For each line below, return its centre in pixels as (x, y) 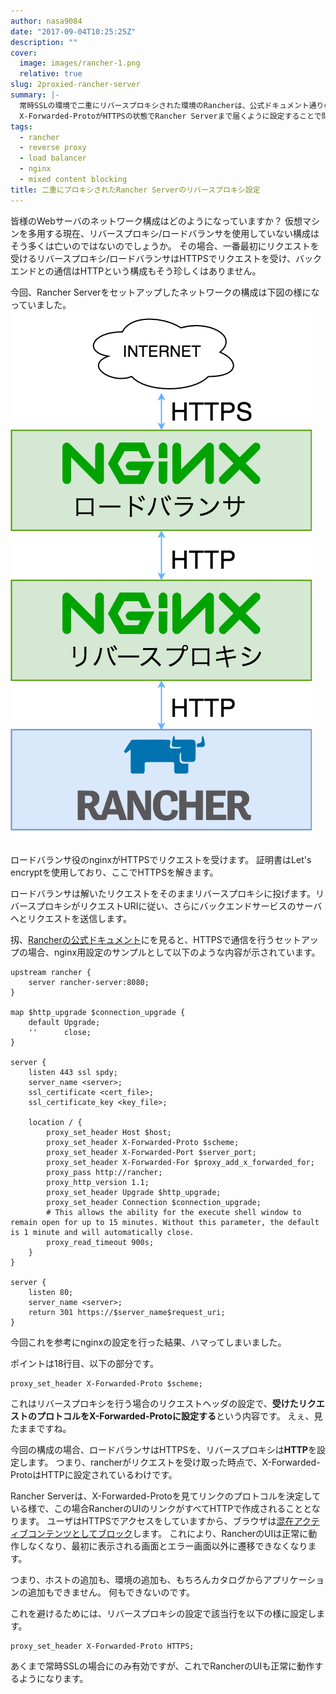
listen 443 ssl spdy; (73, 1072)
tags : (21, 126)
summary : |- (35, 95)
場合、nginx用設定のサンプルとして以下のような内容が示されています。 (174, 952)
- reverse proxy (53, 148)
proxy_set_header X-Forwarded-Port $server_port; (151, 1152)
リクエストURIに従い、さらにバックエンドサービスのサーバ (201, 906)
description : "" (44, 42)
